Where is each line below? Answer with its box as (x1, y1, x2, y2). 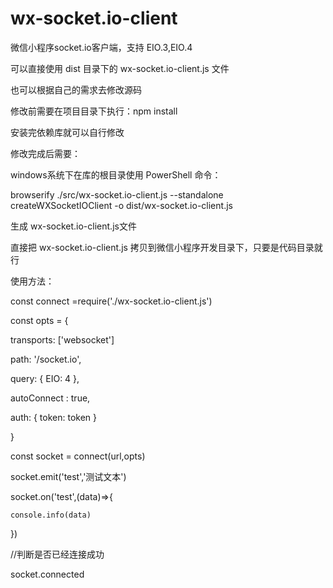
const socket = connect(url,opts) (10, 450, 146, 462)
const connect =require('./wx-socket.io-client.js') (10, 295, 213, 307)
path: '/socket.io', (10, 353, 82, 365)
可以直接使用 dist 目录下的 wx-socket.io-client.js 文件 (10, 62, 230, 74)
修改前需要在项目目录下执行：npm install (10, 105, 178, 117)
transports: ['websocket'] (10, 333, 115, 346)
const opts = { (10, 314, 69, 326)
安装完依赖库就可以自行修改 (10, 126, 125, 138)
